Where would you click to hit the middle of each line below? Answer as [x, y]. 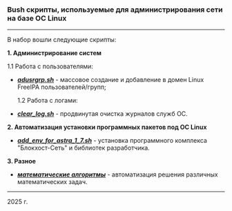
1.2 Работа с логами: [47, 101]
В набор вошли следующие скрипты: [62, 40]
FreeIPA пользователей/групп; [62, 87]
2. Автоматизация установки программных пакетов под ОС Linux [107, 127]
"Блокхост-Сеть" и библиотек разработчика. [83, 148]
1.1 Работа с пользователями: [50, 66]
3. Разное [22, 161]
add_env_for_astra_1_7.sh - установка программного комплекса [112, 141]
